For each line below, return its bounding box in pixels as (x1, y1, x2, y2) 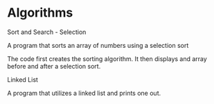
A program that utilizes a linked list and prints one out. (7, 89, 161, 97)
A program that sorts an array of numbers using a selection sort (7, 41, 189, 49)
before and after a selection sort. (7, 62, 101, 70)
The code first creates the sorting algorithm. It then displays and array (7, 54, 208, 63)
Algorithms (7, 5, 73, 21)
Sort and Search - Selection (7, 28, 87, 36)
